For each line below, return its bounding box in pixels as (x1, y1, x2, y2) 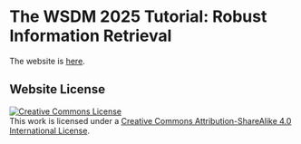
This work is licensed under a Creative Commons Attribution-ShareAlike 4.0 (9, 115, 292, 126)
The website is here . (9, 55, 86, 66)
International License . (9, 125, 91, 136)
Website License (9, 82, 106, 97)
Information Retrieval (9, 25, 172, 46)
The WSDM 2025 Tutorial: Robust (9, 6, 267, 27)
